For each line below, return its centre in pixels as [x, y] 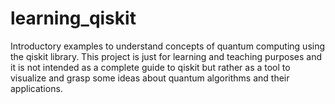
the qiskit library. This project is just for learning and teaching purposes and [166, 56]
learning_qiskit [73, 18]
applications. [36, 88]
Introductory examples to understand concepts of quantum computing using [168, 46]
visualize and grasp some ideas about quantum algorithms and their [150, 78]
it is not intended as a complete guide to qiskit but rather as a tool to [150, 67]
